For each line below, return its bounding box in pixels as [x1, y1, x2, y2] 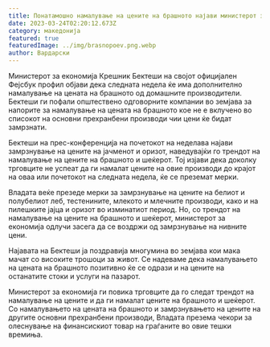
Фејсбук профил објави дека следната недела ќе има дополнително [8, 80, 243, 89]
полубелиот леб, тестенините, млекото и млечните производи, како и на [8, 196, 259, 206]
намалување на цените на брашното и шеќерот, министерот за [8, 214, 226, 222]
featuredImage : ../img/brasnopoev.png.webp [8, 42, 157, 50]
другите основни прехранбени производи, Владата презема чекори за [8, 312, 252, 322]
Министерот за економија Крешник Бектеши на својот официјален [8, 71, 237, 80]
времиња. [8, 330, 43, 339]
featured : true [8, 34, 59, 43]
